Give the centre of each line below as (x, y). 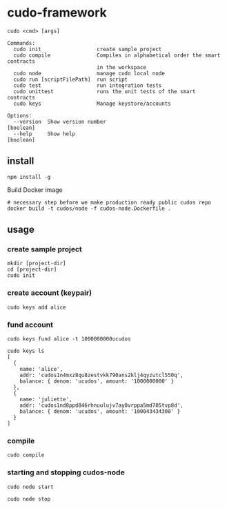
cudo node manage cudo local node (89, 73)
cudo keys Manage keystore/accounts (92, 104)
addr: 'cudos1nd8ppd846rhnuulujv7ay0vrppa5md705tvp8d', (102, 405)
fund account (30, 325)
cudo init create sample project (88, 49)
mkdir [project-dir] (37, 264)
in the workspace (121, 67)
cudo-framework (57, 13)
